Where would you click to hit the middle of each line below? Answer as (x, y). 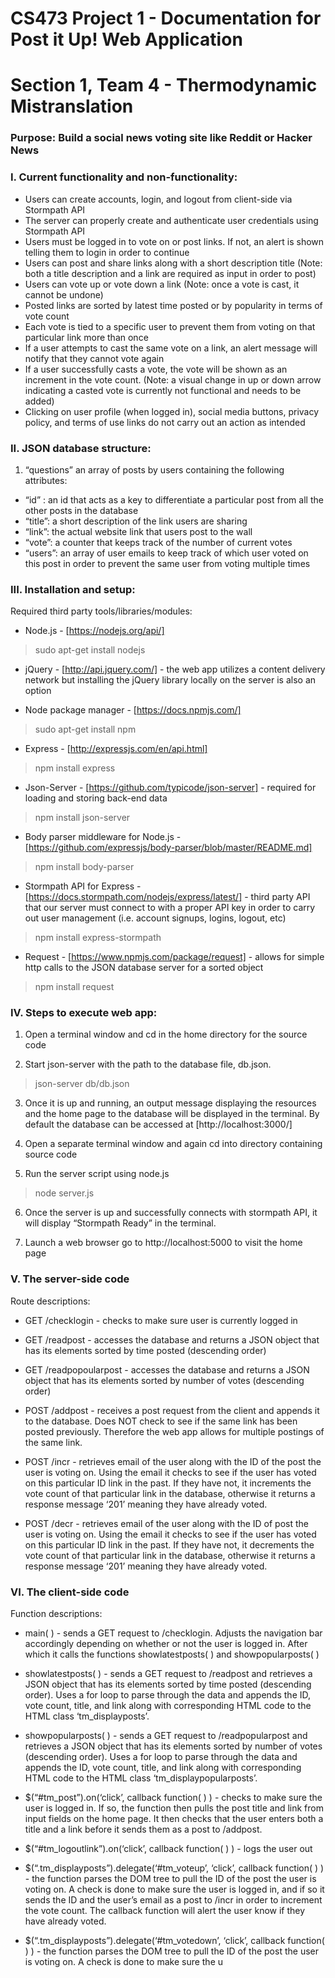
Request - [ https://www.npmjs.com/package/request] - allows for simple (174, 957)
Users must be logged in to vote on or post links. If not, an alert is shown (174, 241)
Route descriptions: (50, 1301)
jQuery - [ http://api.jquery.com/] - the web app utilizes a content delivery (175, 669)
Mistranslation (72, 106)
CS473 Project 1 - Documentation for (166, 18)
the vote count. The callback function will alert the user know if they (165, 1911)
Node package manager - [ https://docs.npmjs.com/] (133, 710)
